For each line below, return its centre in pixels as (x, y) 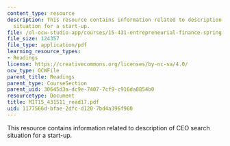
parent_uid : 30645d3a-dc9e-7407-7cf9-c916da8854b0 (81, 89)
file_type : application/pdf (47, 45)
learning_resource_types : (44, 52)
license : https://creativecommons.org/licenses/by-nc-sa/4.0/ (98, 64)
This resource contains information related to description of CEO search (108, 128)
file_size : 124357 (33, 39)
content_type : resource (41, 13)
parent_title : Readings (41, 77)
